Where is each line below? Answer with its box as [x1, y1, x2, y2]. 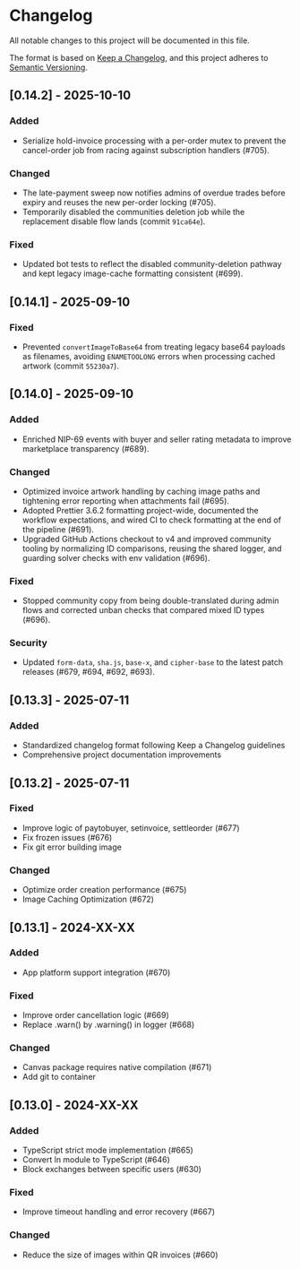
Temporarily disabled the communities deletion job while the [21, 206, 245, 217]
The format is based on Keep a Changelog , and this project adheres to [9, 52, 269, 63]
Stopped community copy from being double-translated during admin [21, 595, 279, 606]
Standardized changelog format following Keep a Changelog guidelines [21, 740, 286, 751]
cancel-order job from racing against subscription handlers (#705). [21, 144, 270, 155]
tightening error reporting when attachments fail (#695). [21, 495, 230, 506]
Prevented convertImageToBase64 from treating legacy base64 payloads [21, 341, 286, 352]
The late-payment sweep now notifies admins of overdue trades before [21, 187, 286, 198]
